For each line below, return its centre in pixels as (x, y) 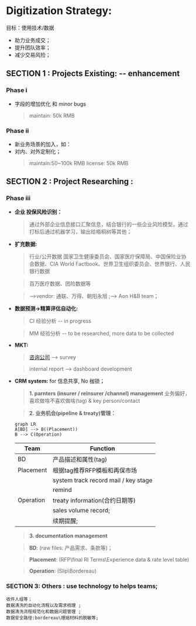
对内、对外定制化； (38, 151)
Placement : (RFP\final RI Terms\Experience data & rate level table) (109, 559)
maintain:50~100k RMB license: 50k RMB (79, 163)
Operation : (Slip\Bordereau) (63, 571)
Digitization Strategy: (59, 11)
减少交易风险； (32, 54)
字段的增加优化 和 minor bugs (50, 104)
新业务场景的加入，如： (43, 144)
